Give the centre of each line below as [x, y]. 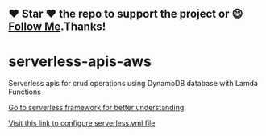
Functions [25, 92]
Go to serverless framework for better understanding [96, 108]
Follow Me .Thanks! [57, 27]
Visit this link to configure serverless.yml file [82, 123]
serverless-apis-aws [80, 61]
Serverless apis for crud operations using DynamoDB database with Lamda [133, 84]
